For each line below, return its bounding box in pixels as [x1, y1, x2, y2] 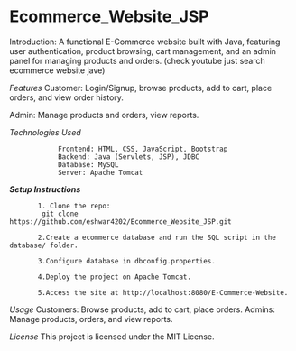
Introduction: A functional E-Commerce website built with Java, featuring [9, 36, 281, 47]
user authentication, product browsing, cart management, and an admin [9, 45, 277, 56]
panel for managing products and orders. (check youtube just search [9, 55, 266, 66]
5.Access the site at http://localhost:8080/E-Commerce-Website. [37, 288, 289, 297]
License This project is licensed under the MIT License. [9, 331, 215, 342]
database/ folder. [9, 241, 79, 250]
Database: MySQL [57, 160, 119, 169]
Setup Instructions [9, 183, 81, 195]
